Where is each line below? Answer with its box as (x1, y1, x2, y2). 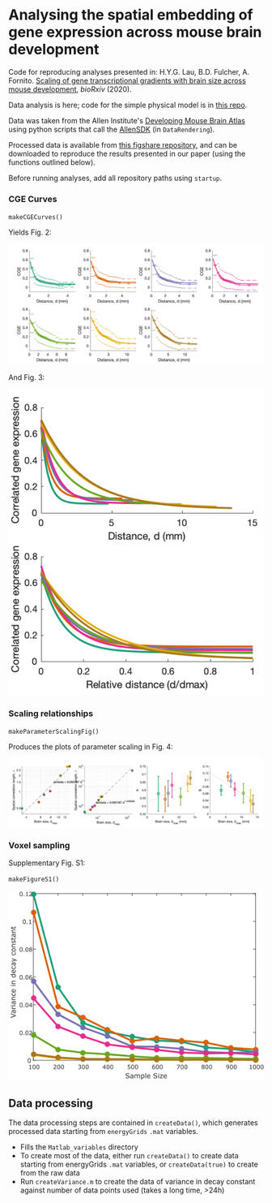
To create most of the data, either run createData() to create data (19, 1151, 239, 1161)
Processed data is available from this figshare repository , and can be (8, 140, 237, 149)
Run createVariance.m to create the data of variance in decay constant (19, 1177, 256, 1187)
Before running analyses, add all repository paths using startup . (8, 173, 223, 183)
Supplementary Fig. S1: (8, 858, 86, 868)
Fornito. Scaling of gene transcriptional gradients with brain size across (8, 75, 247, 85)
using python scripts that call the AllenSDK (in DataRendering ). (8, 124, 215, 134)
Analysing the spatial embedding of (8, 6, 253, 24)
